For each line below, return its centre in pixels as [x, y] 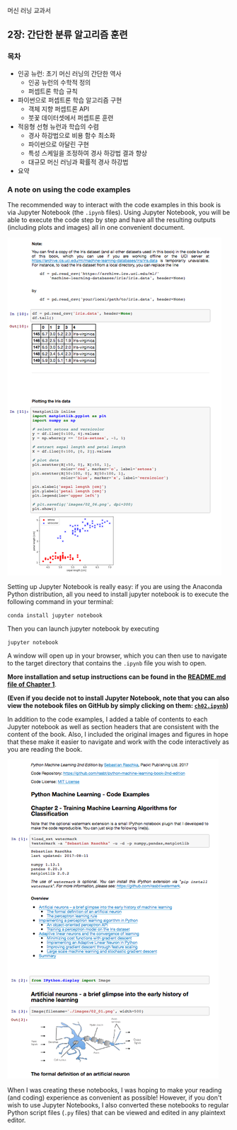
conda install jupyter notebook [55, 615]
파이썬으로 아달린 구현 [59, 144]
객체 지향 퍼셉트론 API [59, 109]
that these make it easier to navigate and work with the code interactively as [118, 742]
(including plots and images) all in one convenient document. [96, 227]
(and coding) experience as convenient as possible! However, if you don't [115, 1097]
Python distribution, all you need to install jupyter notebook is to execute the [118, 594]
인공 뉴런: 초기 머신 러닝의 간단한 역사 [69, 74]
